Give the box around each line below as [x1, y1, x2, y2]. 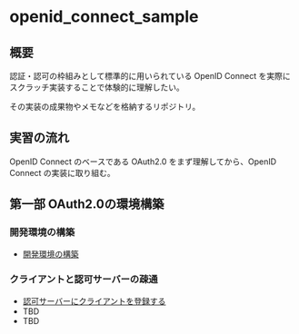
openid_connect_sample [9, 6, 199, 27]
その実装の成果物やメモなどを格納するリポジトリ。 [9, 102, 201, 112]
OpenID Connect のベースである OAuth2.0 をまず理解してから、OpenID [9, 156, 277, 167]
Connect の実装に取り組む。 [9, 167, 115, 178]
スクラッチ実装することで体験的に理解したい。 [9, 82, 184, 93]
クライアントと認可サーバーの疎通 [9, 273, 158, 286]
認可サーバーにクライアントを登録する [22, 295, 166, 306]
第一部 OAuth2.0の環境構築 [9, 197, 164, 212]
